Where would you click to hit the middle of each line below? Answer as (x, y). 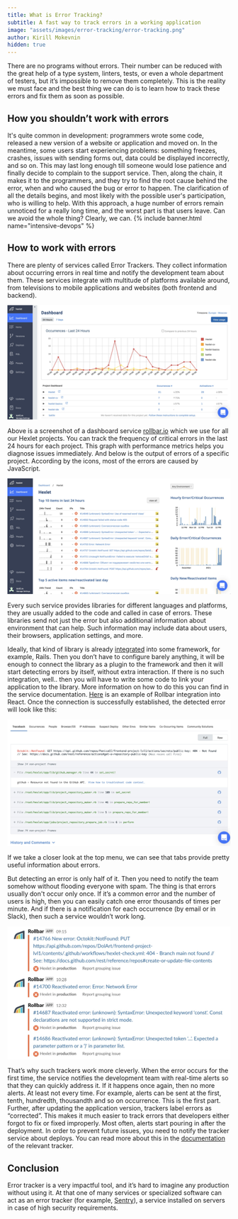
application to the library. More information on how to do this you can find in (118, 687)
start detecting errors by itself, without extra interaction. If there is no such (116, 672)
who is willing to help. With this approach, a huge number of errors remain (115, 203)
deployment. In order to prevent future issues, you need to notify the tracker (118, 1131)
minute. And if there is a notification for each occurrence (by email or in (112, 909)
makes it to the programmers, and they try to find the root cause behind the (118, 180)
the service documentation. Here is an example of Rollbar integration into (114, 694)
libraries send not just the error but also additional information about (107, 620)
